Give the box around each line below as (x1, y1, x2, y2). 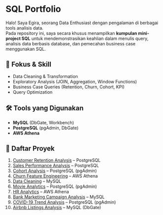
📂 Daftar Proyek (5, 144, 55, 152)
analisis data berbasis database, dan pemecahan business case (5, 40, 136, 46)
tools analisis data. (5, 25, 43, 31)
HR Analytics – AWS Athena (12, 189, 69, 195)
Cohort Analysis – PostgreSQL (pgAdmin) (12, 168, 97, 174)
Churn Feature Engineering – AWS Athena (12, 173, 98, 179)
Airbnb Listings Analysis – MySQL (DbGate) (12, 205, 101, 211)
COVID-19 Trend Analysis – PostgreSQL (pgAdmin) (12, 199, 116, 205)
